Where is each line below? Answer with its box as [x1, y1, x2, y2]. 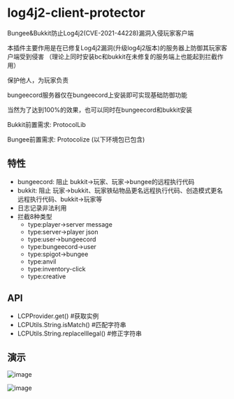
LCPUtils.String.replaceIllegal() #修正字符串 [17, 329, 142, 338]
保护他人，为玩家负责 [7, 75, 68, 84]
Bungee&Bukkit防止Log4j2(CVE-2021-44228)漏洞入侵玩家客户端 [7, 29, 194, 37]
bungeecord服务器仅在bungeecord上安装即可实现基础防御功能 [7, 91, 188, 99]
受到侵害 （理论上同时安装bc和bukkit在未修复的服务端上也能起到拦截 [19, 52, 218, 61]
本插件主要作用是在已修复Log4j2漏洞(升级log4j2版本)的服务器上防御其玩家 [7, 43, 221, 52]
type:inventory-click [27, 264, 86, 273]
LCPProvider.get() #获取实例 [17, 312, 99, 320]
